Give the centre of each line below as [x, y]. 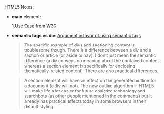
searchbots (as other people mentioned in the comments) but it [88, 96]
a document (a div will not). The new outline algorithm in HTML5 [89, 86]
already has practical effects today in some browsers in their [85, 101]
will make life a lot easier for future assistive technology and [85, 91]
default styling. [39, 106]
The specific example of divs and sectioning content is [79, 45]
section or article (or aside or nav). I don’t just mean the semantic [90, 55]
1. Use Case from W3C [34, 26]
